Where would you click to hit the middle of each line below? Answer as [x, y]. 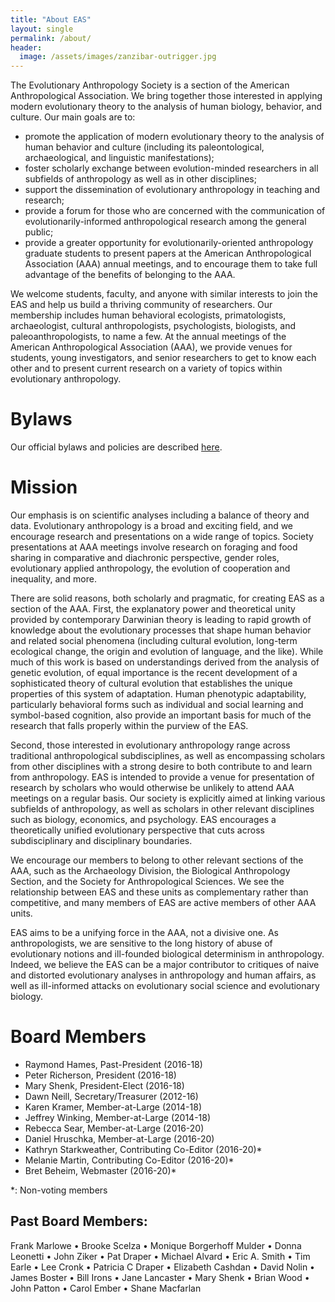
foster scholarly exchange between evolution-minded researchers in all [171, 168]
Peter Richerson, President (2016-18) [100, 1075]
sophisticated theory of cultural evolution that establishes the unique [151, 683]
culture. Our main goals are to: [73, 117]
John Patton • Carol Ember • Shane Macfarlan [106, 1288]
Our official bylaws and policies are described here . [116, 447]
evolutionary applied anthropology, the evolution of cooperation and [150, 568]
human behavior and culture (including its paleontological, [144, 147]
